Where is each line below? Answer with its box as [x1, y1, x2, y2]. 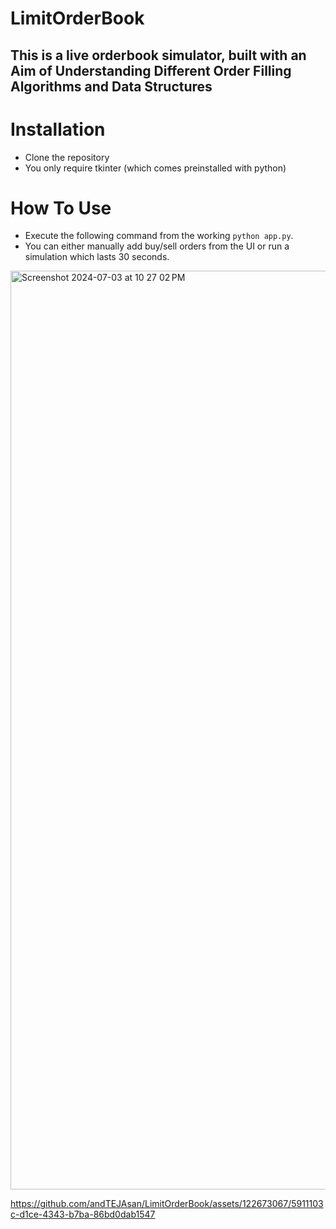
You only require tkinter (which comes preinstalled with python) [24, 162, 287, 174]
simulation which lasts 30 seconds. [24, 251, 170, 263]
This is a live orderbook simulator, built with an [10, 47, 307, 64]
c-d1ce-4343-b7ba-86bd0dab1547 [10, 1208, 156, 1221]
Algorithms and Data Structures [10, 78, 213, 95]
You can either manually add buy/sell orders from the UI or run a [24, 240, 290, 252]
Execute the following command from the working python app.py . [24, 230, 294, 242]
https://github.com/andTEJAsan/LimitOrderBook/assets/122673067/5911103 [10, 1198, 324, 1210]
